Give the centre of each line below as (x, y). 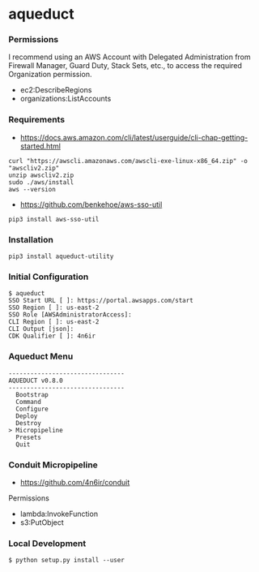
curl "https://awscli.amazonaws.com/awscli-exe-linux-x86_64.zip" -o (128, 161)
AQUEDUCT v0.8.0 (36, 381)
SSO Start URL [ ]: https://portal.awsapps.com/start (101, 301)
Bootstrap (32, 394)
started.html (40, 146)
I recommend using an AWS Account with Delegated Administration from (129, 57)
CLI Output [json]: (41, 329)
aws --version (32, 189)
